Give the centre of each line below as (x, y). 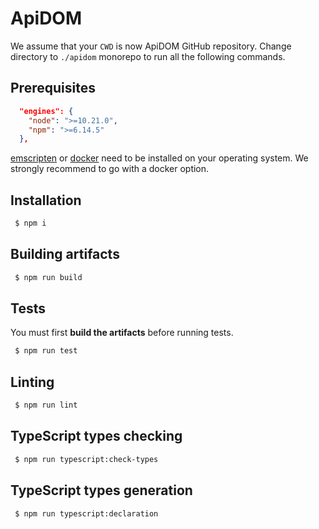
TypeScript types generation (101, 490)
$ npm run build (48, 277)
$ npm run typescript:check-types (86, 459)
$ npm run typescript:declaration (86, 513)
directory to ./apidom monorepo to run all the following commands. (148, 56)
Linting (32, 382)
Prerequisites (53, 88)
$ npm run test (46, 351)
